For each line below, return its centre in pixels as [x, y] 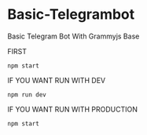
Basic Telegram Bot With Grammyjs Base [73, 36]
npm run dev [27, 95]
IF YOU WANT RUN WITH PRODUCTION [73, 109]
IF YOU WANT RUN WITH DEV [57, 80]
